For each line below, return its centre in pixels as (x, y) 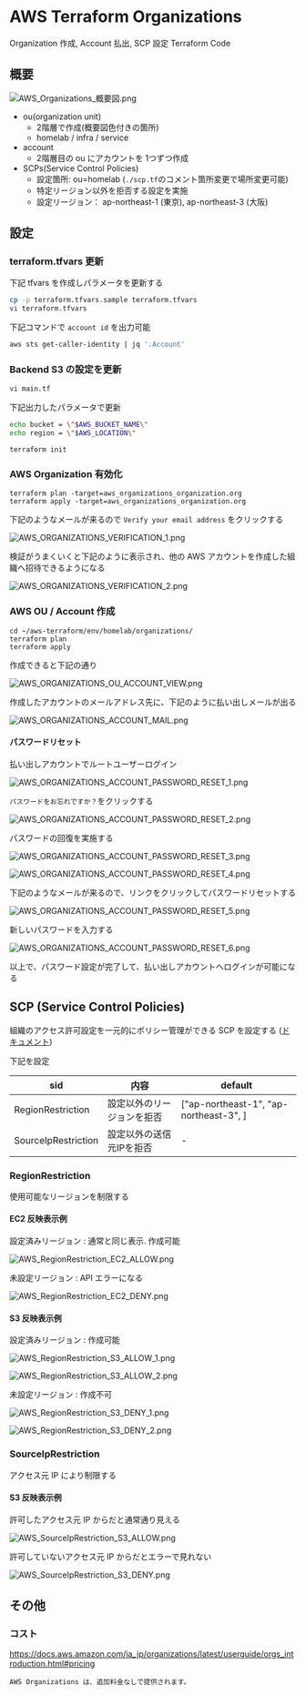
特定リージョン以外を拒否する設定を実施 (112, 190)
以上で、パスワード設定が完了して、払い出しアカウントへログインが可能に (149, 966)
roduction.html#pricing (52, 1664)
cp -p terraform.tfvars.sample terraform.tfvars (103, 300)
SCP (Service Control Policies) (97, 1007)
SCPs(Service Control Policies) (81, 168)
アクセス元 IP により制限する (63, 1475)
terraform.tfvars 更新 (57, 261)
